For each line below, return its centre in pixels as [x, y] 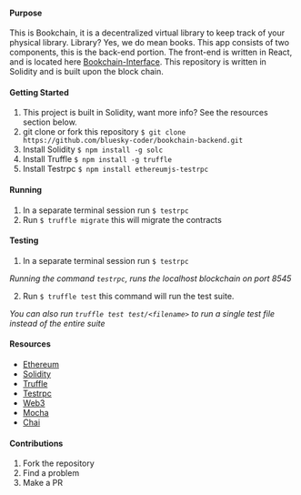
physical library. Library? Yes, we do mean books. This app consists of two [149, 43]
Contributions [36, 443]
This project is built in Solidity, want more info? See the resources [145, 113]
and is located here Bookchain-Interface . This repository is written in [138, 62]
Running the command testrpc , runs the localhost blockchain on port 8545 [150, 278]
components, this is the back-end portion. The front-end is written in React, [151, 52]
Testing [24, 240]
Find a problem [51, 473]
